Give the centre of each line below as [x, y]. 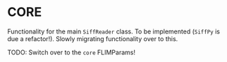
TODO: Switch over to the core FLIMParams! [72, 52]
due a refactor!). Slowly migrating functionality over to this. [93, 38]
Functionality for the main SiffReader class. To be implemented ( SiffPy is [114, 31]
